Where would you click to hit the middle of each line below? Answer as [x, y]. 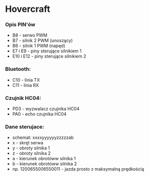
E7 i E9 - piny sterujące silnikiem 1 [47, 51]
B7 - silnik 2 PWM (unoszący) [43, 41]
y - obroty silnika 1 [31, 148]
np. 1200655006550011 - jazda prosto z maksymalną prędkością [78, 169]
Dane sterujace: [25, 127]
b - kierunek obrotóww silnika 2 [45, 164]
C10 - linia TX [26, 80]
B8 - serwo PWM [30, 35]
